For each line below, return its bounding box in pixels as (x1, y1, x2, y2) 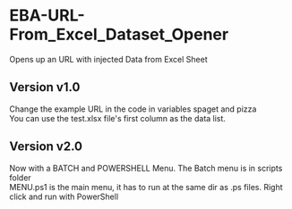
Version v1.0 (9, 79, 81, 95)
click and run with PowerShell (9, 191, 119, 202)
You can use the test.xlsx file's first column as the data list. (9, 113, 227, 123)
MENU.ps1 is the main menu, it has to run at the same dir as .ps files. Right (9, 181, 284, 192)
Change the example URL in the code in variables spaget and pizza (9, 104, 257, 114)
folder (9, 171, 31, 183)
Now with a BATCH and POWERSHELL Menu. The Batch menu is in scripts (9, 163, 283, 173)
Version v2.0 (9, 139, 83, 155)
